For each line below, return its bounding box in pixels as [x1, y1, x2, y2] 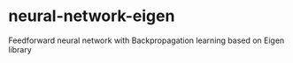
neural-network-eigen [8, 6, 175, 26]
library [8, 44, 32, 54]
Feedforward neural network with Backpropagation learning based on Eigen [8, 35, 285, 45]
